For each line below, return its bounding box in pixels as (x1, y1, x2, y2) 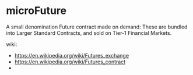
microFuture (6, 4, 67, 17)
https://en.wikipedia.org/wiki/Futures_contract (14, 58, 126, 65)
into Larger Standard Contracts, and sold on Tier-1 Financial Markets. (6, 29, 172, 36)
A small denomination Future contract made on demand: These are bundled (6, 23, 188, 30)
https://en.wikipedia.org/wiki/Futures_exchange (14, 52, 129, 59)
